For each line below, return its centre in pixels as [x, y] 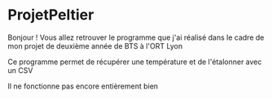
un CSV [20, 70]
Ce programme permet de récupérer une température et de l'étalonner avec [135, 62]
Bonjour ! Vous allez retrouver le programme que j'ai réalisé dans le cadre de [136, 37]
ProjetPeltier [51, 15]
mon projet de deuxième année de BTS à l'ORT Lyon [95, 45]
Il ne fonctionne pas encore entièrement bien [83, 86]
